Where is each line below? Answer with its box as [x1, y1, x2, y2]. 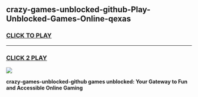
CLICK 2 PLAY [6, 53, 47, 62]
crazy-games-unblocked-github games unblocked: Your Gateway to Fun [6, 78, 188, 85]
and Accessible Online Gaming [6, 84, 83, 91]
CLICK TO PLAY [6, 32, 52, 40]
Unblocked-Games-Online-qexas [6, 14, 131, 24]
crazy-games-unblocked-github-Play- [6, 5, 151, 15]
